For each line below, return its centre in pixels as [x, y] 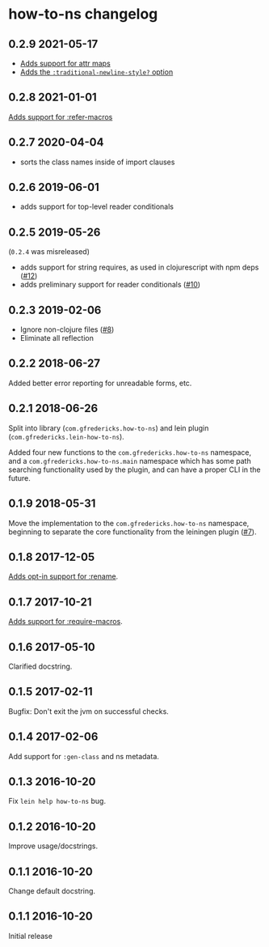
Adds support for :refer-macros [61, 117]
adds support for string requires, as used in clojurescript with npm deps [139, 267]
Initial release [30, 936]
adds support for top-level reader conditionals [97, 206]
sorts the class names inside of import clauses [97, 162]
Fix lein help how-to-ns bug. [57, 801]
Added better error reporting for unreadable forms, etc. [100, 383]
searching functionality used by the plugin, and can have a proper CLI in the [134, 469]
